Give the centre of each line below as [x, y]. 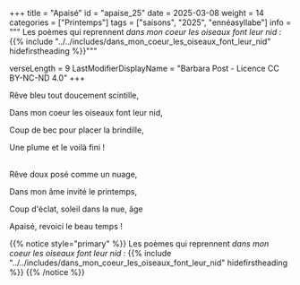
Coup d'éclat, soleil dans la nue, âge [76, 209]
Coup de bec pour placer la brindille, [77, 130]
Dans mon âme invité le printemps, [73, 191]
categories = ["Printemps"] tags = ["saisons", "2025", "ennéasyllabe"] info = [150, 22]
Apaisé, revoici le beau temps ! [66, 226]
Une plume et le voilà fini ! [57, 147]
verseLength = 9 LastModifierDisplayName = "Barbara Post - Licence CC [145, 68]
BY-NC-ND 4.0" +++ [47, 78]
